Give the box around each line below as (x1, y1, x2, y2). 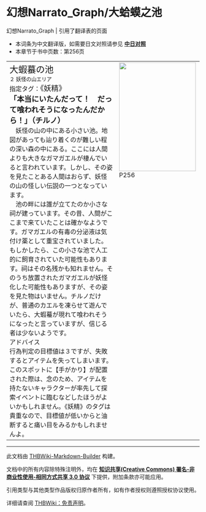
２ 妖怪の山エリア (9, 75, 52, 83)
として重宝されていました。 (28, 237, 108, 245)
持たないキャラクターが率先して (9, 384, 101, 392)
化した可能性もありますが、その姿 (9, 283, 108, 291)
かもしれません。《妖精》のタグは (15, 402, 111, 411)
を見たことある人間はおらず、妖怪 (9, 172, 107, 181)
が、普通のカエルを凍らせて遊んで (9, 301, 107, 310)
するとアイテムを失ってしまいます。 (9, 356, 113, 365)
